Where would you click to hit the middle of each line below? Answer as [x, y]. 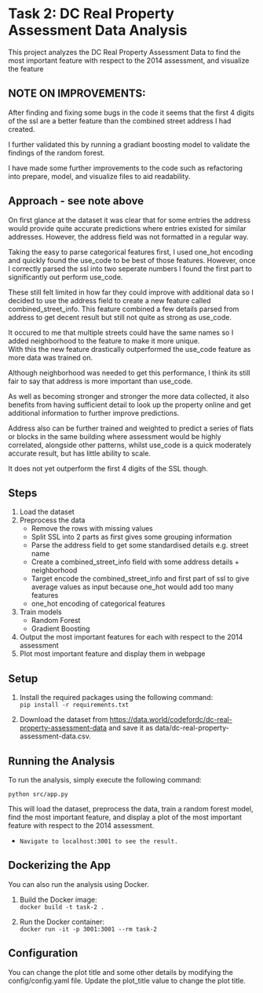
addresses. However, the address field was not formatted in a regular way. [128, 236]
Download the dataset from [64, 720]
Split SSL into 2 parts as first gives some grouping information [131, 537]
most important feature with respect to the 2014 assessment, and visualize [129, 60]
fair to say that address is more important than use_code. [100, 381]
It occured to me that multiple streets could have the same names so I [121, 332]
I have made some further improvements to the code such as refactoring [126, 168]
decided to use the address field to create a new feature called [110, 300]
